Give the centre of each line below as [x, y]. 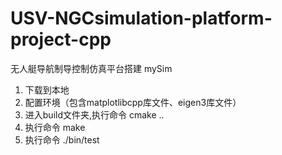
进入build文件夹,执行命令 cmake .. [94, 114]
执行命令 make [55, 127]
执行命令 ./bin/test [62, 139]
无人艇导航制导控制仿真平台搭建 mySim [91, 68]
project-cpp [61, 39]
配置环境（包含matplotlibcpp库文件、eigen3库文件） [133, 102]
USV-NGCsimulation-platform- [141, 18]
